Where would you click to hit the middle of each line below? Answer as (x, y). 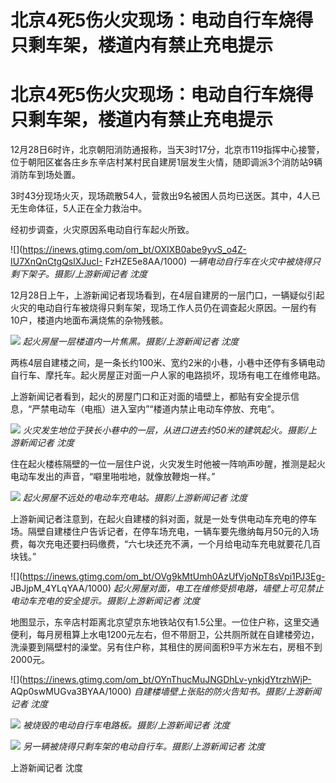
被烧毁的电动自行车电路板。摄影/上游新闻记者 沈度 (126, 725)
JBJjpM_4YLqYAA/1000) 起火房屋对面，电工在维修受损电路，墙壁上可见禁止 (167, 588)
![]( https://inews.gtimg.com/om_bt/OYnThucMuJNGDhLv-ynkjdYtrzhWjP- (161, 680)
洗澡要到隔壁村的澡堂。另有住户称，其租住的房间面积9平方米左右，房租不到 (166, 647)
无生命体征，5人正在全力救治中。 (79, 208)
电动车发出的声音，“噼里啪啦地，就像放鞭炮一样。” (113, 477)
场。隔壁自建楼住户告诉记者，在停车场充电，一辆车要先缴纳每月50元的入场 (165, 532)
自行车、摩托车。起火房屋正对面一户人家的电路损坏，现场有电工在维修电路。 (168, 375)
